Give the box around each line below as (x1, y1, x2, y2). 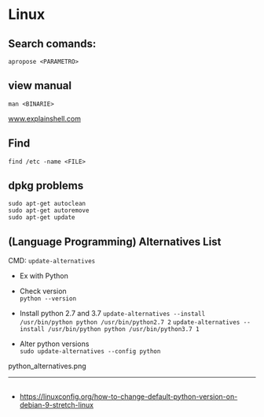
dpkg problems (8, 179, 84, 192)
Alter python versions (19, 339, 90, 348)
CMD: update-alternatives (8, 256, 96, 266)
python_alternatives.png (8, 361, 86, 371)
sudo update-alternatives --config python (19, 348, 161, 356)
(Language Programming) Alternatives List (8, 235, 222, 248)
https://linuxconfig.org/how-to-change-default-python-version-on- (19, 392, 238, 401)
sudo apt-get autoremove (8, 207, 90, 214)
